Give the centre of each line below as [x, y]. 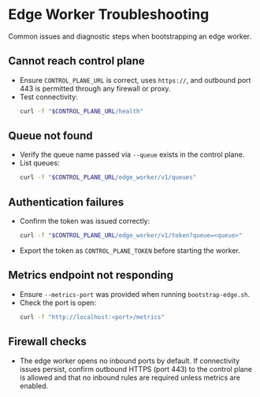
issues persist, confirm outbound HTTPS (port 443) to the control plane [136, 369]
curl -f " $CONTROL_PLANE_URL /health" [82, 111]
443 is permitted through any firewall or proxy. [95, 88]
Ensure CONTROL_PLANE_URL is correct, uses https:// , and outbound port [135, 80]
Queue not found [50, 136]
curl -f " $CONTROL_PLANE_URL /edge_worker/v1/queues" [108, 178]
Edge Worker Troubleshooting [109, 15]
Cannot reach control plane [77, 61]
